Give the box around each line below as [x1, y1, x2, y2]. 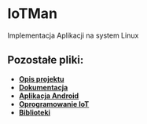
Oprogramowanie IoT [18, 99, 90, 108]
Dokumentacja [18, 82, 68, 92]
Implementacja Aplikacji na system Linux [7, 31, 139, 40]
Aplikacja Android [18, 91, 79, 100]
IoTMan [7, 5, 58, 23]
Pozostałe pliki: [7, 53, 84, 67]
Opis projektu [18, 74, 64, 83]
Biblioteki [18, 108, 51, 117]
